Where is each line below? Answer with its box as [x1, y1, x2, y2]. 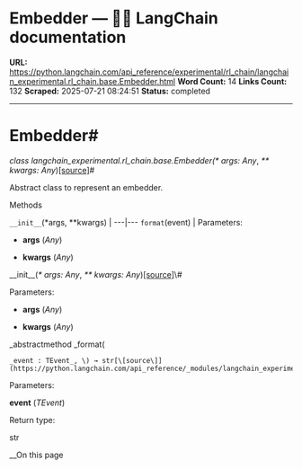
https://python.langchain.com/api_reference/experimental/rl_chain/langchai [9, 66, 289, 77]
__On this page [9, 449, 65, 460]
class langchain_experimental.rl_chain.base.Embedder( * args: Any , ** [9, 155, 270, 165]
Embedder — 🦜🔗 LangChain [9, 8, 218, 29]
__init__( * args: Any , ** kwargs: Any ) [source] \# [9, 269, 182, 279]
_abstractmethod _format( [9, 339, 105, 350]
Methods [9, 199, 43, 210]
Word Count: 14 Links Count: [177, 75, 288, 86]
